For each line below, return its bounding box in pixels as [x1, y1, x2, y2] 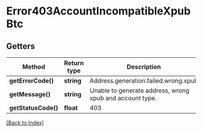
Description [126, 63, 161, 71]
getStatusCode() [9, 104, 58, 112]
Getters [6, 41, 35, 51]
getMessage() [9, 90, 51, 98]
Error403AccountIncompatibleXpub [6, 4, 191, 18]
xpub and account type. [90, 94, 157, 102]
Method [22, 63, 45, 71]
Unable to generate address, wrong [90, 86, 190, 95]
